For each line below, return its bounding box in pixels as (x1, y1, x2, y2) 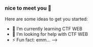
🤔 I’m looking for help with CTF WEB (12, 31, 88, 37)
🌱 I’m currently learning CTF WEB (12, 26, 82, 32)
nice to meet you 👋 (5, 5, 52, 12)
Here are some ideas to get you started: (5, 16, 88, 22)
